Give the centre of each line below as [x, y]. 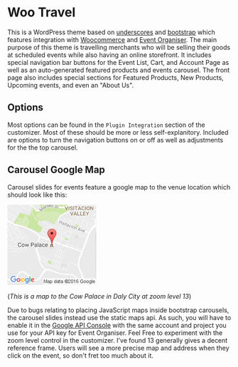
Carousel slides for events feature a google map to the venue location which [119, 187]
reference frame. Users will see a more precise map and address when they [118, 348]
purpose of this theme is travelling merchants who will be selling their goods [119, 47]
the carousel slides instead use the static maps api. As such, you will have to [119, 317]
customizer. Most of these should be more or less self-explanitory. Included [118, 132]
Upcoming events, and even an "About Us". [71, 85]
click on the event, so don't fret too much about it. [81, 355]
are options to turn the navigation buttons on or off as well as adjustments [115, 140]
